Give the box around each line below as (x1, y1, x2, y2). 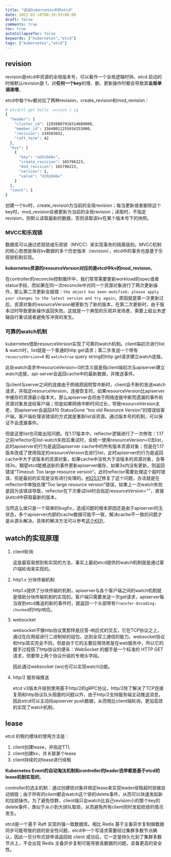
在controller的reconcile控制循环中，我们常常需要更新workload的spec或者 (5, 276, 159, 282)
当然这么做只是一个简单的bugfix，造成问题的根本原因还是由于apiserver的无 (5, 505, 163, 511)
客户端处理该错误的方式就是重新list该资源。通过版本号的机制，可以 (18, 413, 159, 419)
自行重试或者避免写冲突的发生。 (9, 314, 77, 320)
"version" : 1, (18, 169, 49, 174)
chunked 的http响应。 (12, 606, 55, 613)
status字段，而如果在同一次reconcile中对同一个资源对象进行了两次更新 (5, 282, 154, 288)
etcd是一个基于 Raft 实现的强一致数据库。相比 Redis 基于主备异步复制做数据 (5, 821, 164, 827)
